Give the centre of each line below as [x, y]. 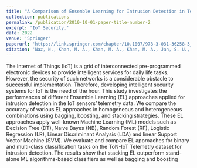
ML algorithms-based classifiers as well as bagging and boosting [99, 159]
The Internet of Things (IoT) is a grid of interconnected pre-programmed [93, 66]
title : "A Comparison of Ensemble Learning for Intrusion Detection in [95, 11]
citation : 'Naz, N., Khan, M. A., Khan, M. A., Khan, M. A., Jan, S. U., [98, 50]
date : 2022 [19, 33]
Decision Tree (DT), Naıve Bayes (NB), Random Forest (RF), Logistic [88, 128]
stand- [174, 153]
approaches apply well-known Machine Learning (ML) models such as [91, 122]
